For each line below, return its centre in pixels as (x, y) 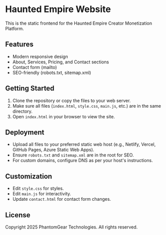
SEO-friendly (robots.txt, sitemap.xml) (52, 72)
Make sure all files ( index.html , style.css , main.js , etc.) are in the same (87, 106)
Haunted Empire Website (58, 9)
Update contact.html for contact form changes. (62, 199)
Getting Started (30, 88)
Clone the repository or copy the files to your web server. (72, 100)
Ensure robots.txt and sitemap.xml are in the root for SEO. (73, 155)
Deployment (25, 132)
